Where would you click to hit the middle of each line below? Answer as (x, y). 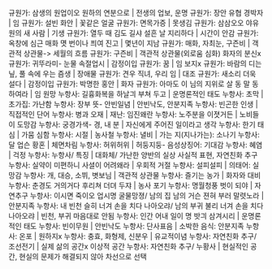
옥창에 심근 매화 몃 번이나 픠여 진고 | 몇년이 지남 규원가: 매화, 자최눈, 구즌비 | (129, 43)
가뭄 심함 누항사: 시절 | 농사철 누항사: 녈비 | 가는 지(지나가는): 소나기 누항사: (140, 134)
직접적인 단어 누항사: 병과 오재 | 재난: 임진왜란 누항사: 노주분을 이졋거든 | (123, 114)
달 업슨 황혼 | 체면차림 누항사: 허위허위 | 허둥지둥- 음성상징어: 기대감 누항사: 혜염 (136, 145)
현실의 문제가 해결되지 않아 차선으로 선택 (83, 256)
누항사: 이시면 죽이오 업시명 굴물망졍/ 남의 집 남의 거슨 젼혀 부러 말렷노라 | (147, 195)
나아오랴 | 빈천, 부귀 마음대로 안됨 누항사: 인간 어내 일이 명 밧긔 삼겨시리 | (124, 216)
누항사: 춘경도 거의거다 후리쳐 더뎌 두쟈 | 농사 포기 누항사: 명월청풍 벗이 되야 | (131, 185)
